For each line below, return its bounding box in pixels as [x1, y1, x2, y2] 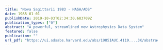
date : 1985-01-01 [5, 11, 40, 16]
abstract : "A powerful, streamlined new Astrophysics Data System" [5, 25, 145, 30]
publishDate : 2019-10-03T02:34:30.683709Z [5, 16, 92, 20]
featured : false [5, 29, 38, 34]
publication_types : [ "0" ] [5, 20, 57, 25]
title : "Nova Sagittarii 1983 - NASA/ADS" [5, 7, 92, 12]
